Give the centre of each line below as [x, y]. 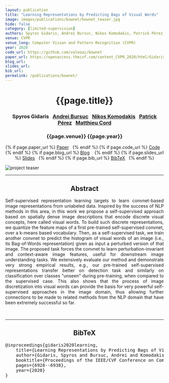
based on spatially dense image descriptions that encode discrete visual [84, 217]
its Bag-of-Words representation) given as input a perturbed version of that [84, 244]
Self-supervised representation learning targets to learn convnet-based [84, 201]
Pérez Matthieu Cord [84, 123]
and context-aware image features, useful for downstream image [84, 254]
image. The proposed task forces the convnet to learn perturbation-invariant [84, 249]
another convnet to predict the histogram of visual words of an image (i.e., [84, 238]
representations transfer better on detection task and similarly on [84, 270]
